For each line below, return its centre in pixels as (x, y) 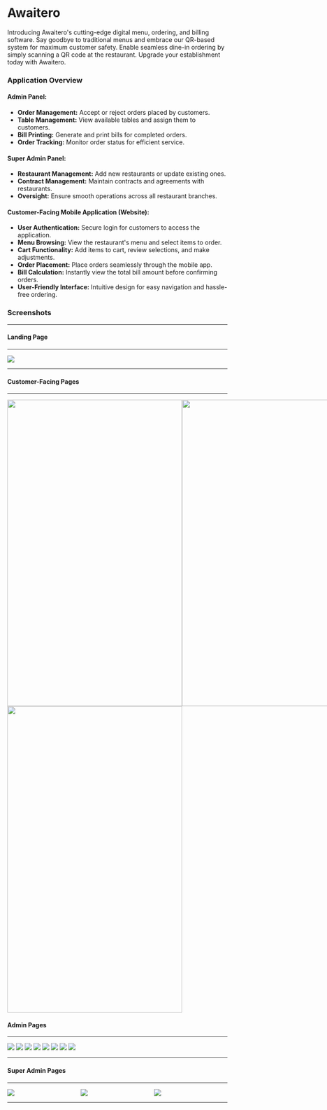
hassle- (217, 287)
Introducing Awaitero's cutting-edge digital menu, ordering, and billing (108, 32)
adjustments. (36, 258)
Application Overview (45, 80)
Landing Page (28, 337)
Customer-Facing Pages (43, 381)
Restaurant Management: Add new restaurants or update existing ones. (122, 174)
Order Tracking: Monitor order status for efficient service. (101, 142)
